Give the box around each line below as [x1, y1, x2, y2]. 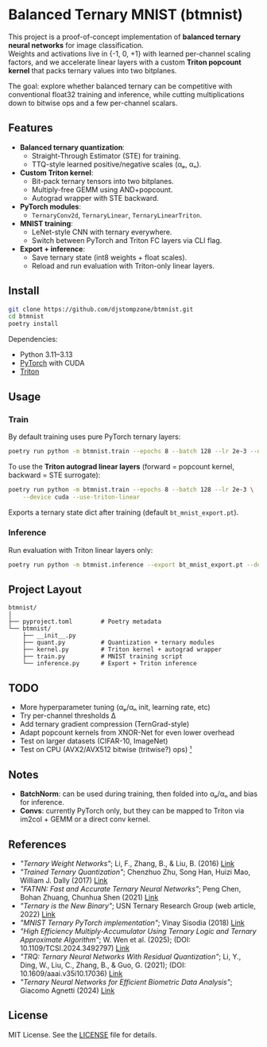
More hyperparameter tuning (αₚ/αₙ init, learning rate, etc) [19, 703, 211, 712]
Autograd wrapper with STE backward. [31, 193, 159, 202]
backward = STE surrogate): [8, 470, 101, 480]
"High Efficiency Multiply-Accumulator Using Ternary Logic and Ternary [19, 926, 257, 935]
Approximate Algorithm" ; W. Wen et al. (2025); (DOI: [19, 935, 191, 944]
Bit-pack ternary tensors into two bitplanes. [31, 176, 174, 186]
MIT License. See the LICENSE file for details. [8, 1029, 157, 1039]
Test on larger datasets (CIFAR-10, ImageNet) [19, 736, 168, 746]
